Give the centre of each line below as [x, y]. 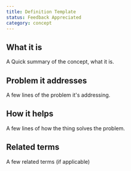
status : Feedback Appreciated [44, 17]
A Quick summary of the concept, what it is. [60, 62]
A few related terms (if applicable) [48, 161]
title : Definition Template [41, 12]
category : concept [29, 23]
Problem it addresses [47, 81]
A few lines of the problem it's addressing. [58, 95]
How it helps [30, 114]
